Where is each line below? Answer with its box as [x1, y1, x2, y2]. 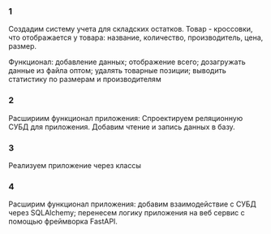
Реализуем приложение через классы [8, 160, 142, 170]
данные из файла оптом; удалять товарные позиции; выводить [8, 66, 226, 76]
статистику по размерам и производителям [8, 75, 161, 84]
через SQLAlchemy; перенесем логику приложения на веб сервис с [8, 208, 245, 218]
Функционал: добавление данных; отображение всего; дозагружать [8, 57, 246, 67]
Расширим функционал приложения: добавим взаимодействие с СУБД [8, 199, 257, 209]
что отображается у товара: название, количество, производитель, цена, [8, 32, 264, 42]
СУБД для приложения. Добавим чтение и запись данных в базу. [8, 122, 235, 132]
